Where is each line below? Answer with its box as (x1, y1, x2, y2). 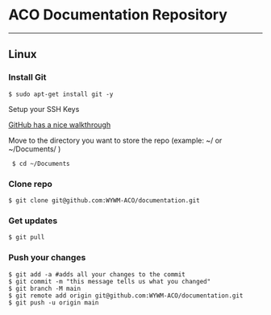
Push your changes (8, 252, 86, 263)
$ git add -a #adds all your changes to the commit (8, 270, 186, 279)
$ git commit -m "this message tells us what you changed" (8, 277, 211, 285)
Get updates (8, 215, 58, 226)
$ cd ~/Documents (11, 160, 70, 168)
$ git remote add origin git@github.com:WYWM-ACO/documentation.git (8, 292, 244, 300)
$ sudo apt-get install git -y (8, 90, 114, 98)
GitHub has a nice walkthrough (8, 119, 111, 130)
